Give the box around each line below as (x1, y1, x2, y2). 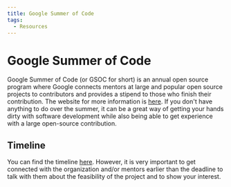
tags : (7, 17, 23, 23)
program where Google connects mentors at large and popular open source (7, 83, 223, 91)
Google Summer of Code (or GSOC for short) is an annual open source (7, 75, 209, 83)
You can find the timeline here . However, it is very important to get (7, 158, 196, 166)
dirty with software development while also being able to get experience (7, 112, 213, 121)
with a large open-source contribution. (7, 119, 118, 128)
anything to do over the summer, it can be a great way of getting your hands (7, 105, 224, 113)
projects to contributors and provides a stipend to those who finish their (7, 90, 212, 99)
